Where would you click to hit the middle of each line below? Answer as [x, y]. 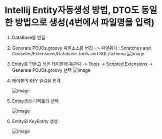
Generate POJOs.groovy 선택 [42, 70]
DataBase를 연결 [28, 37]
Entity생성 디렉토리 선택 [35, 101]
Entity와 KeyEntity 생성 [35, 121]
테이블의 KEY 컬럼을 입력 [36, 81]
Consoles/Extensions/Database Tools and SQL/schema [69, 53]
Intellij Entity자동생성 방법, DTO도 [72, 10]
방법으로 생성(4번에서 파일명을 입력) [84, 23]
